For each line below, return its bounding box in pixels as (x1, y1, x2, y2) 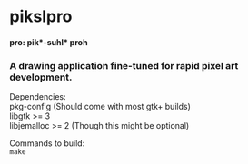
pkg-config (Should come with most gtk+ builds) (9, 101, 191, 112)
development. (9, 71, 73, 83)
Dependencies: (9, 92, 66, 102)
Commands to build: (9, 138, 85, 149)
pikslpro (9, 6, 73, 27)
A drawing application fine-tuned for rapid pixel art (9, 59, 239, 72)
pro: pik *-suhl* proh (9, 36, 88, 47)
